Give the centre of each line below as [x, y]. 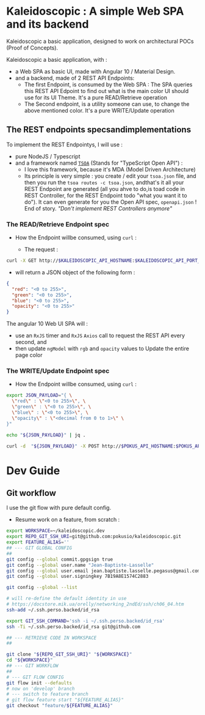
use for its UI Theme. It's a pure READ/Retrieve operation [96, 97]
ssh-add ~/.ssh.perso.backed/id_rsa [53, 610]
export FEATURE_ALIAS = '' [38, 542]
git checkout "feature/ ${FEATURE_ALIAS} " [60, 706]
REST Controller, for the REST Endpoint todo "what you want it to [106, 195]
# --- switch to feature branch [47, 694]
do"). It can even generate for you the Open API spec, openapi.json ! [110, 202]
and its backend [48, 24]
